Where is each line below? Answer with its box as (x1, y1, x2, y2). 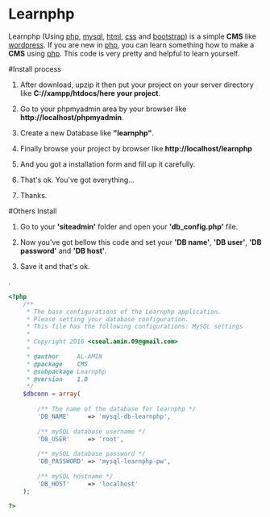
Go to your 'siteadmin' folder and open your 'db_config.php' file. (19, 221, 239, 231)
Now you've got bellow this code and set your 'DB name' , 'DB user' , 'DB (19, 237, 262, 246)
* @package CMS (26, 360, 89, 368)
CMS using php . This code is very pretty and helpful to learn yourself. (8, 48, 240, 58)
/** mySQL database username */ (37, 428, 147, 436)
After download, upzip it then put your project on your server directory (19, 80, 254, 89)
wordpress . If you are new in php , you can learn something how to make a (8, 39, 255, 49)
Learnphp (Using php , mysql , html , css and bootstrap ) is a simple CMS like (8, 31, 256, 41)
